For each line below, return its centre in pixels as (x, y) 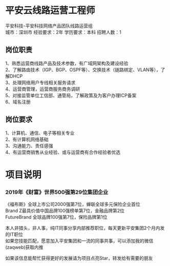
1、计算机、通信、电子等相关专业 (40, 133)
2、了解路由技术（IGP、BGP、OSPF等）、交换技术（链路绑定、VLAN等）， (83, 69)
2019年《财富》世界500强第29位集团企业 (57, 192)
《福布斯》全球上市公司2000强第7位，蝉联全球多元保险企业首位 (73, 204)
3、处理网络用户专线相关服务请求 (40, 82)
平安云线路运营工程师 (50, 11)
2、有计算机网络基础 (27, 139)
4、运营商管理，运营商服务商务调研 (43, 89)
